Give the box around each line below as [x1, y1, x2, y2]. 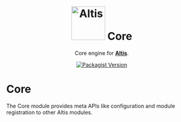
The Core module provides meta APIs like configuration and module [6, 102, 176, 109]
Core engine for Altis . [74, 49, 129, 57]
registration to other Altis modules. [6, 109, 93, 116]
